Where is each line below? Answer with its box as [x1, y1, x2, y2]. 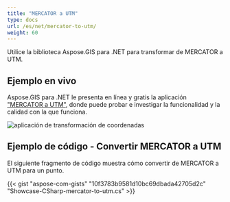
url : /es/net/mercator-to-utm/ [7, 23, 97, 29]
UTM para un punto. [7, 166, 65, 175]
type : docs [7, 16, 38, 23]
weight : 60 [7, 29, 38, 36]
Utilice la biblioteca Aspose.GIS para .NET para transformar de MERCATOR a [7, 48, 223, 56]
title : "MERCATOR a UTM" [7, 10, 78, 17]
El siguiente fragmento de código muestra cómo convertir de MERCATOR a [7, 159, 219, 167]
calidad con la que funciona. [7, 108, 88, 116]
